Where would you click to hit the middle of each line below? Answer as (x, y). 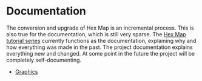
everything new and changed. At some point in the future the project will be (101, 53)
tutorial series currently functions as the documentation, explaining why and (101, 40)
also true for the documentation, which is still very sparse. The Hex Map (96, 34)
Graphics (26, 71)
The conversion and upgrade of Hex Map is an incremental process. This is (100, 28)
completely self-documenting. (44, 60)
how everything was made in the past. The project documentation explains (99, 47)
